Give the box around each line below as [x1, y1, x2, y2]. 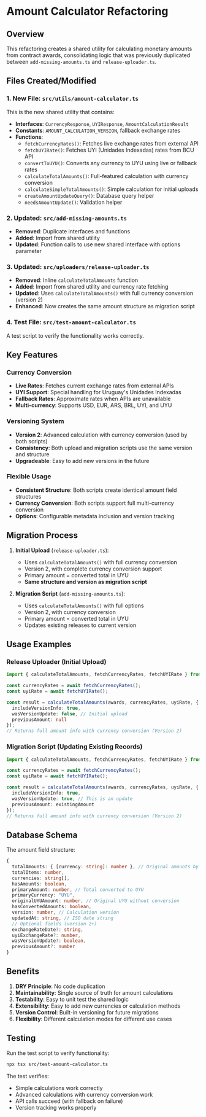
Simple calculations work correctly [15, 1084, 103, 1091]
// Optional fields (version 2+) [12, 920, 97, 927]
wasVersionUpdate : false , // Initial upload [12, 710, 128, 717]
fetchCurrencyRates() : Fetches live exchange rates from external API [24, 139, 199, 147]
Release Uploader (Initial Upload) [6, 657, 107, 666]
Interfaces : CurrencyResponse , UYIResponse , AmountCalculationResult [15, 120, 189, 127]
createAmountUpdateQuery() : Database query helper [24, 192, 154, 199]
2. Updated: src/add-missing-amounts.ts [6, 214, 128, 222]
